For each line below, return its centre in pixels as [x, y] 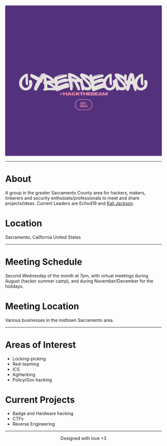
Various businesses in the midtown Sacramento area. [60, 320]
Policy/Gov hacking [32, 380]
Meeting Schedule [44, 262]
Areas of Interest [41, 345]
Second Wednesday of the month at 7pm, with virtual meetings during [77, 275]
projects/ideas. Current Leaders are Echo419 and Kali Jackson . [70, 203]
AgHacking [24, 374]
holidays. [14, 286]
